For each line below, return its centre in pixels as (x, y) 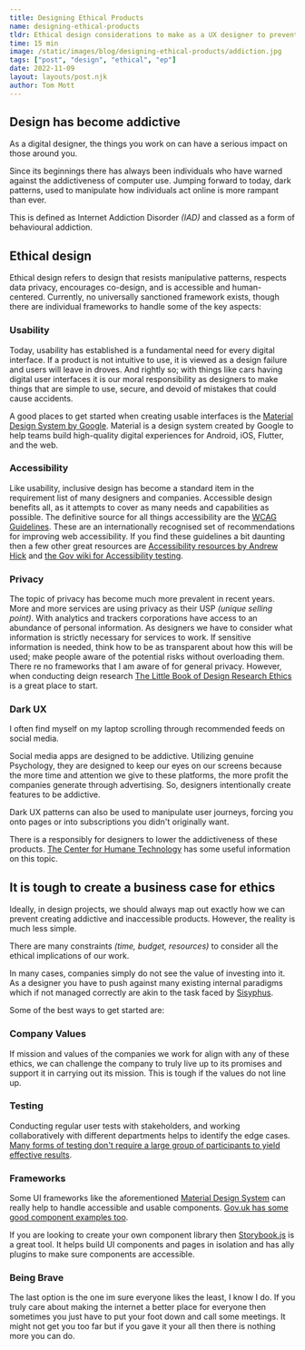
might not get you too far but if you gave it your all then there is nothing (143, 1326)
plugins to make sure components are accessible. (102, 1255)
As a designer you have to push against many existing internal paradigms (146, 983)
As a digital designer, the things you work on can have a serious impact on (148, 144)
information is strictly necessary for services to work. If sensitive (130, 637)
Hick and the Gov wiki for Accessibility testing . (96, 556)
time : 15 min (34, 43)
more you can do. (42, 1336)
